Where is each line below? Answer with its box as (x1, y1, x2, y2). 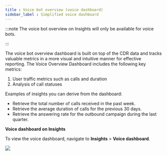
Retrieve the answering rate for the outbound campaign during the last (12, 111, 157, 117)
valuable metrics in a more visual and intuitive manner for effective (5, 55, 142, 61)
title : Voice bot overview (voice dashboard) (5, 7, 103, 12)
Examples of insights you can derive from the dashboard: (5, 91, 123, 97)
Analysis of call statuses (12, 81, 62, 87)
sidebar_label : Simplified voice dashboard (5, 12, 99, 17)
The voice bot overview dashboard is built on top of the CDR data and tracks (5, 50, 162, 56)
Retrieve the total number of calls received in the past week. (12, 100, 136, 106)
